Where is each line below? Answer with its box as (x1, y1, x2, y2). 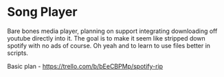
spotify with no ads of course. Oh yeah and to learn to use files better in (7, 41, 211, 49)
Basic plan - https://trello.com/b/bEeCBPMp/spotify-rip (7, 62, 164, 70)
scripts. (7, 49, 29, 57)
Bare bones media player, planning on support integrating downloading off (7, 27, 218, 35)
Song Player (7, 4, 78, 20)
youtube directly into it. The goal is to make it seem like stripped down (7, 34, 206, 42)
